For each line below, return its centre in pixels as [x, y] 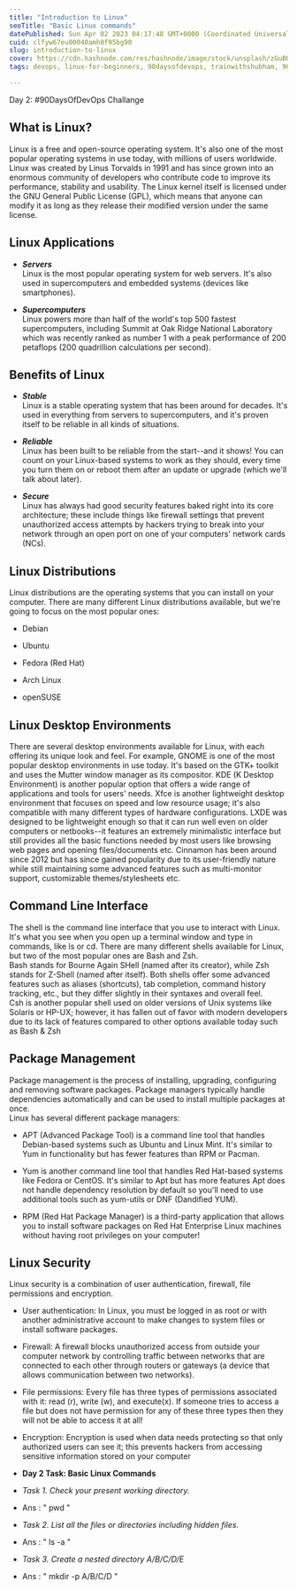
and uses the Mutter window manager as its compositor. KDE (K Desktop [141, 774]
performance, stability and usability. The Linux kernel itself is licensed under [148, 186]
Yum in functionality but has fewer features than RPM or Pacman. [141, 1153]
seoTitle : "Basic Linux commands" [73, 26]
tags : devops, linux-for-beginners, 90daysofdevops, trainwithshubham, [144, 67]
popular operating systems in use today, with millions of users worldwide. [143, 158]
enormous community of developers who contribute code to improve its [140, 177]
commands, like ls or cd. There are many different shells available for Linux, [147, 946]
